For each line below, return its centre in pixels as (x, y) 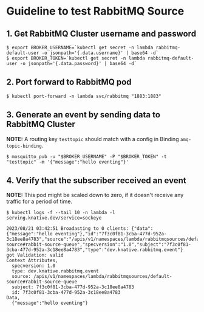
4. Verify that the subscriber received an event (96, 181)
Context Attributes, (32, 261)
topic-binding (24, 146)
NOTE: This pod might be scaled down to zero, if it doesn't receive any (95, 195)
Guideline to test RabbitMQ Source (95, 11)
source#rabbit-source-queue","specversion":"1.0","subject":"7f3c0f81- (99, 244)
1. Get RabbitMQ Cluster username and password (101, 34)
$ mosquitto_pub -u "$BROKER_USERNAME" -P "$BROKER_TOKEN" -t (87, 156)
